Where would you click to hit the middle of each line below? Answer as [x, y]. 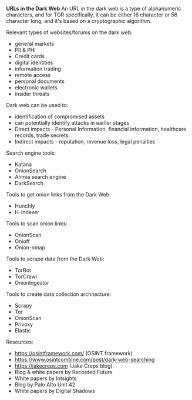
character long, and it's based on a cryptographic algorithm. [79, 21]
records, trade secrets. [42, 135]
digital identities [34, 62]
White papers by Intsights [46, 378]
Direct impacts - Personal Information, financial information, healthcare [100, 129]
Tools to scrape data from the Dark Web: [55, 259]
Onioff [22, 241]
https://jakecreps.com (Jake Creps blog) [63, 366]
